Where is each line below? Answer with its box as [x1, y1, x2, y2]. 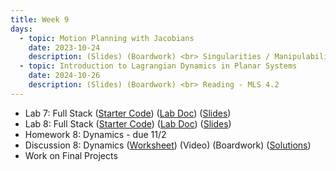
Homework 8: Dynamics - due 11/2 [24, 128, 167, 140]
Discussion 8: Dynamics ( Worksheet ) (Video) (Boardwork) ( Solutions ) [24, 139, 312, 151]
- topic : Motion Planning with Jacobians [19, 33, 195, 43]
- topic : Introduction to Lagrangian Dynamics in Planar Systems [19, 61, 298, 71]
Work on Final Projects [24, 149, 118, 161]
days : [10, 24, 33, 34]
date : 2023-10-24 [28, 42, 101, 53]
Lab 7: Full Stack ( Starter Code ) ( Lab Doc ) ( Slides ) [24, 107, 232, 119]
